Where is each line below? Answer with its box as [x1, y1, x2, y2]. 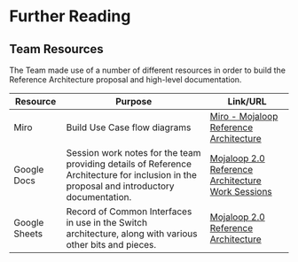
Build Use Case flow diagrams [66, 121, 192, 134]
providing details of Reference [66, 158, 192, 170]
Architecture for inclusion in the [66, 169, 198, 181]
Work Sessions [209, 186, 272, 197]
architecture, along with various [66, 227, 198, 240]
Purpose [114, 96, 153, 107]
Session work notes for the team [66, 147, 201, 158]
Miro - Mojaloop [209, 111, 278, 122]
